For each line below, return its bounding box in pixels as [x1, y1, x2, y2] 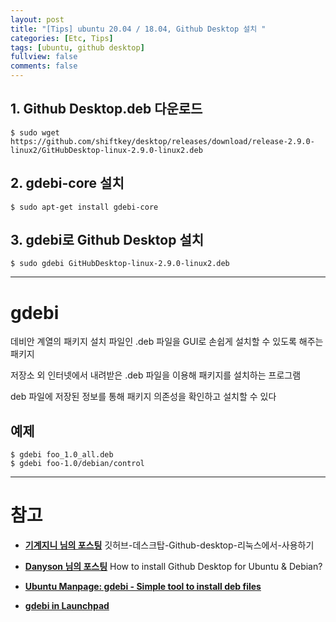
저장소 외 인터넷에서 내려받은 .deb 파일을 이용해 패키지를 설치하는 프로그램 [10, 369, 302, 381]
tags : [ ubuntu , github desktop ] [10, 42, 145, 53]
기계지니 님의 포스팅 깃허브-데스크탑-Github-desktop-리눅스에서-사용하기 [24, 539, 315, 551]
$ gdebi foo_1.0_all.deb [10, 450, 114, 460]
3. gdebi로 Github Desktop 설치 [10, 232, 205, 249]
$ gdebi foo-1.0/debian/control [10, 459, 145, 469]
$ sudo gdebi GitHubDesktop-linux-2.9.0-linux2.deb [10, 259, 230, 269]
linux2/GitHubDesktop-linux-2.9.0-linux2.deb [10, 145, 203, 155]
